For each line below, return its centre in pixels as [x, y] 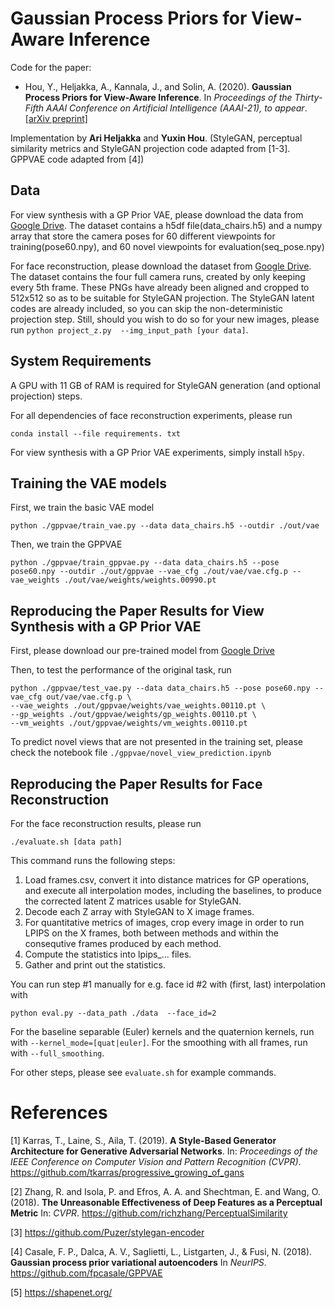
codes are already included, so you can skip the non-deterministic [146, 308]
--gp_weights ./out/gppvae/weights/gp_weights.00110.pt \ [133, 715]
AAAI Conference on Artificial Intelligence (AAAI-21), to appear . [177, 108]
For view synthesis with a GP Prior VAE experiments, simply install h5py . [157, 452]
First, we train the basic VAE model [82, 508]
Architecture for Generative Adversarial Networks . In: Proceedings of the [164, 1151]
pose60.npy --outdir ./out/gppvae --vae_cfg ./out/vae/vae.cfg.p [149, 572]
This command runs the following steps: [93, 860]
